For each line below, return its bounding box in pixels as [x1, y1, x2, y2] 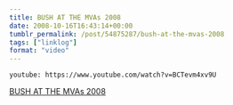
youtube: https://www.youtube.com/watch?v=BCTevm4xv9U [9, 70, 217, 80]
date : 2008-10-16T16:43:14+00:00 [9, 21, 133, 30]
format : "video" [9, 46, 69, 55]
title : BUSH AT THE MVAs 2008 [9, 12, 122, 22]
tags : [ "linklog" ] [9, 37, 77, 47]
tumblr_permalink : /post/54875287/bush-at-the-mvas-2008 [9, 29, 225, 38]
